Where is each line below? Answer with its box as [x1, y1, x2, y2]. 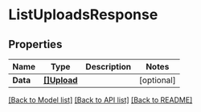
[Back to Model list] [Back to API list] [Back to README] [8, 95, 193, 105]
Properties [8, 38, 63, 51]
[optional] [139, 74, 176, 86]
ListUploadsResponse [8, 6, 158, 24]
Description [85, 62, 132, 72]
